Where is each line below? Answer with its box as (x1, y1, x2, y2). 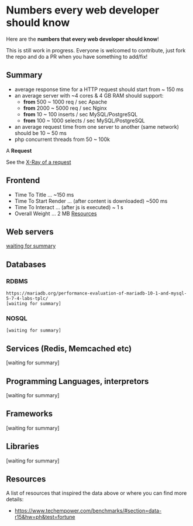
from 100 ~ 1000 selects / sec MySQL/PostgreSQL (23, 117, 145, 124)
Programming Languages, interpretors (6, 376, 149, 386)
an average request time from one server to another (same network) (14, 123, 180, 130)
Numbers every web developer (6, 4, 160, 17)
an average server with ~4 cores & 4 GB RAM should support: (14, 92, 164, 99)
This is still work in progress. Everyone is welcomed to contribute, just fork (6, 46, 186, 53)
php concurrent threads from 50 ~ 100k (14, 136, 110, 143)
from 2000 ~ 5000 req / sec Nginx (23, 104, 107, 112)
